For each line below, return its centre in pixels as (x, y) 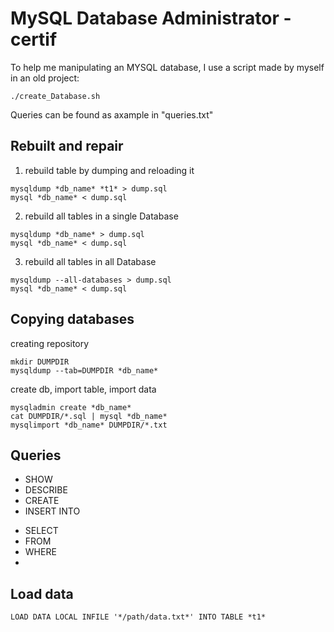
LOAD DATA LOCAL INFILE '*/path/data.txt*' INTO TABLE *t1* (138, 617)
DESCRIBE (46, 490)
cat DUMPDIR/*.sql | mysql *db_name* (89, 416)
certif (34, 39)
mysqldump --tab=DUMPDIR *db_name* (84, 370)
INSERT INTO (52, 511)
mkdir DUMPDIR (40, 362)
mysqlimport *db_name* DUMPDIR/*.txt (89, 425)
